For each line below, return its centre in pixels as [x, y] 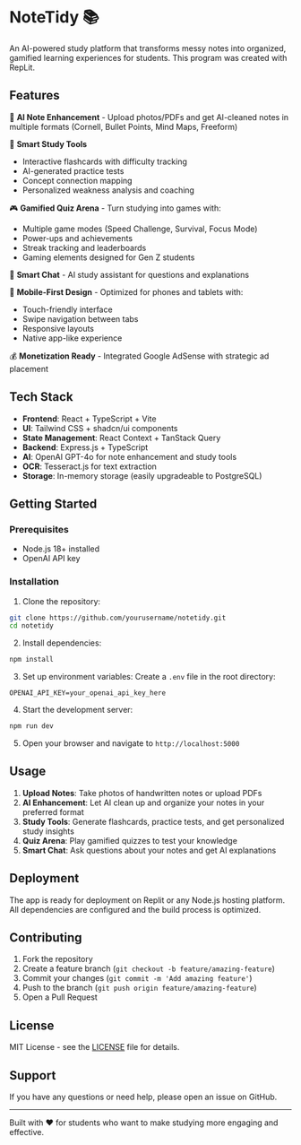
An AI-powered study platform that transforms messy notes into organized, [148, 48]
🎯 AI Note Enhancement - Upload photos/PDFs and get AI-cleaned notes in [149, 117]
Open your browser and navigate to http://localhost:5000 [131, 743]
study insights [48, 831]
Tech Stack [41, 397]
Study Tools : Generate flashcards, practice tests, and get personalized [153, 821]
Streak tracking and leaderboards [84, 247]
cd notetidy [31, 626]
